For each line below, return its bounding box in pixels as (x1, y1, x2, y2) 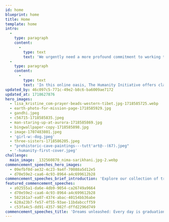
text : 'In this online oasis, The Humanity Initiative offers (23, 82, 156, 87)
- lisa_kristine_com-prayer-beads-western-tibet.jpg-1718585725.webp (10, 101, 158, 106)
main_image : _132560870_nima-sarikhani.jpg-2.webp (10, 157, 118, 162)
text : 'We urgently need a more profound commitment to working (23, 54, 161, 60)
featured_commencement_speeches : (5, 181, 75, 186)
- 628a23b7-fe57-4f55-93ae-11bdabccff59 (10, 200, 96, 205)
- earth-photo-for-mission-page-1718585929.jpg (10, 106, 112, 111)
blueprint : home (5, 12, 39, 17)
